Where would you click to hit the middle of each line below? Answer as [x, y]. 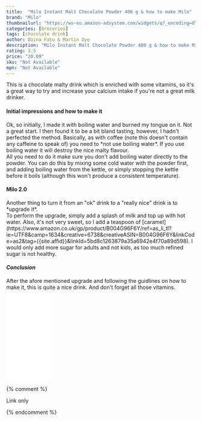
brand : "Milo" [24, 17]
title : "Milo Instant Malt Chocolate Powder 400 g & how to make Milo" [99, 12]
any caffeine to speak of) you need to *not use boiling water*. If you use [95, 144]
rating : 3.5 [21, 51]
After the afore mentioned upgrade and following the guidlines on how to [96, 280]
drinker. [16, 97]
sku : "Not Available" [33, 62]
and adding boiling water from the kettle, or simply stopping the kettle [93, 169]
